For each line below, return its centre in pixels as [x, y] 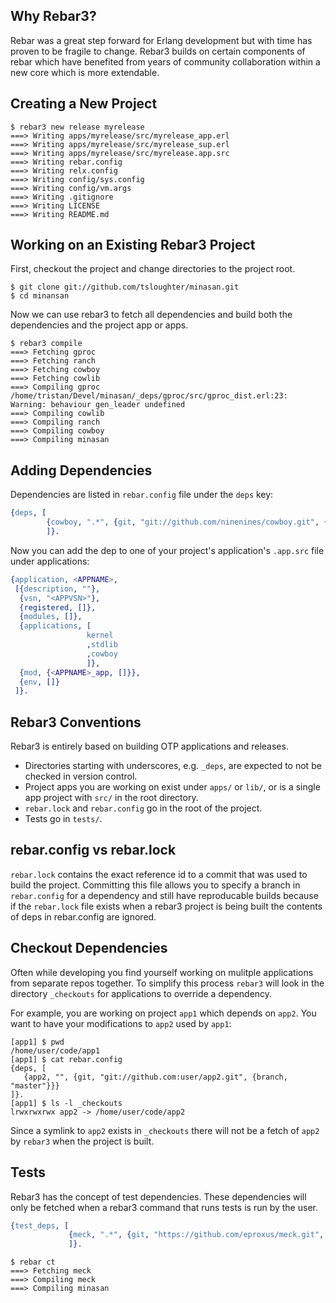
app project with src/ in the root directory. [111, 798]
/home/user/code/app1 [55, 1050]
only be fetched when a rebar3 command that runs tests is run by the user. [164, 1207]
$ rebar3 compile [46, 344]
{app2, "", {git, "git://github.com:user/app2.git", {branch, [155, 1077]
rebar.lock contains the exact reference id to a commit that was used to [159, 874]
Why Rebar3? [53, 16]
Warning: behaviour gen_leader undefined [98, 405]
